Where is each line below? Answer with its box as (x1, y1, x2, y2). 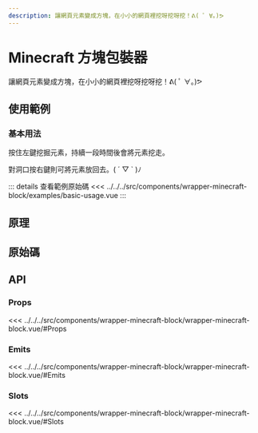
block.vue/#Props (8, 324, 67, 333)
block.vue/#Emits (8, 371, 66, 380)
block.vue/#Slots (8, 417, 64, 427)
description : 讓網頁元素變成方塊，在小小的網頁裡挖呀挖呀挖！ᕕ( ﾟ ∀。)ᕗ (8, 11, 224, 20)
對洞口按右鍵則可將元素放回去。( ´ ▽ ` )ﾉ (8, 165, 142, 174)
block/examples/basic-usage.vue (8, 191, 118, 201)
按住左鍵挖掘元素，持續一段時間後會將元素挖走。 (8, 148, 169, 157)
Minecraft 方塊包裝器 (8, 49, 148, 66)
